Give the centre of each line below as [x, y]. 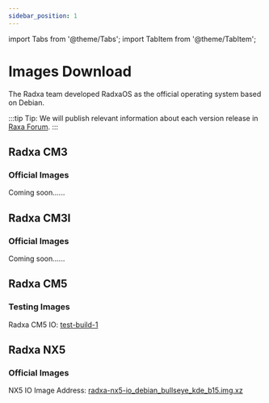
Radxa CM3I [40, 218]
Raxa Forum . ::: [34, 127]
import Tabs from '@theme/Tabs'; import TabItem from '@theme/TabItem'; [132, 39]
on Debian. [26, 103]
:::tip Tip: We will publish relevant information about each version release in [133, 118]
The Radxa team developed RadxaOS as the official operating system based [135, 94]
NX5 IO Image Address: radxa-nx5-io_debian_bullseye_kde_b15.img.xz [126, 390]
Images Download [70, 71]
